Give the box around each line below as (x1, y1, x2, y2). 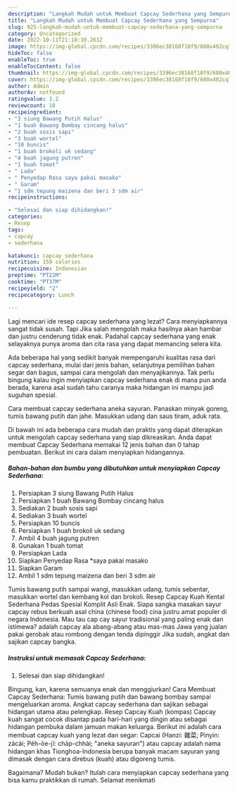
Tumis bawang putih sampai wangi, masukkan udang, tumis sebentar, (8, 585, 210, 594)
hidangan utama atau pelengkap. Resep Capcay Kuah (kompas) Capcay (8, 708, 217, 716)
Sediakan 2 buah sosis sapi (18, 504, 98, 513)
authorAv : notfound (8, 89, 65, 96)
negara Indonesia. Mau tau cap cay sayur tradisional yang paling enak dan (8, 615, 224, 624)
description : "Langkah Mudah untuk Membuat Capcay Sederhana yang (8, 10, 207, 18)
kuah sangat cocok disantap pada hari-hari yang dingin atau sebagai (8, 715, 207, 723)
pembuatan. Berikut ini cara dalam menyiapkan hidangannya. (8, 448, 185, 456)
